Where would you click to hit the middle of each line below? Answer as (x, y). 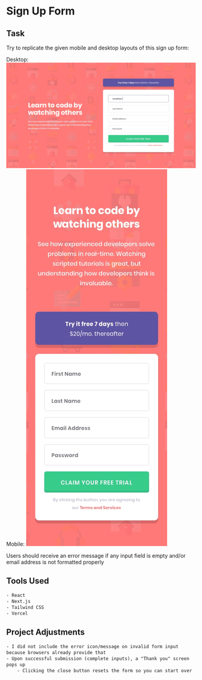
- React (16, 596)
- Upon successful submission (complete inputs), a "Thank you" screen (98, 659)
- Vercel (17, 614)
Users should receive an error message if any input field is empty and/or (96, 555)
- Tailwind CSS (25, 608)
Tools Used (28, 581)
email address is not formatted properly (55, 562)
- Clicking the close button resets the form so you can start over (105, 671)
